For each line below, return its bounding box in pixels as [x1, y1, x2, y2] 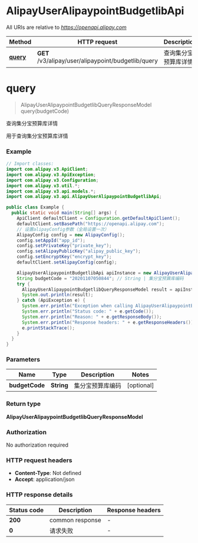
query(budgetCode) [20, 108, 70, 115]
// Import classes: [6, 161, 54, 167]
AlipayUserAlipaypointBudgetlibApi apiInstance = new [16, 270, 151, 276]
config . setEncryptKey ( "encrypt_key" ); [16, 254, 112, 260]
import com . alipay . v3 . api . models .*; [6, 188, 96, 194]
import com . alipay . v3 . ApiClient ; [6, 167, 88, 173]
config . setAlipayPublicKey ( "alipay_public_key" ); [16, 248, 141, 255]
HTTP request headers [6, 456, 72, 464]
